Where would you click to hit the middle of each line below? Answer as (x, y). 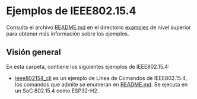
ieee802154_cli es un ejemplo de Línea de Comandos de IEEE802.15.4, (101, 78)
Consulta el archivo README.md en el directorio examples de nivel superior (99, 27)
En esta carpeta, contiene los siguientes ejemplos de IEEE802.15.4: (88, 66)
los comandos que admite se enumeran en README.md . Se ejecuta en (101, 84)
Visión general (34, 52)
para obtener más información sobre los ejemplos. (68, 33)
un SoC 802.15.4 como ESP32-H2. (57, 91)
